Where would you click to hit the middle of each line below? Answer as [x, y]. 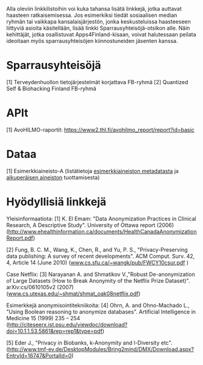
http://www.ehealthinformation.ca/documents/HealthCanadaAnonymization [102, 231]
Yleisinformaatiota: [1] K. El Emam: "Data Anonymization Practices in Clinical [101, 219]
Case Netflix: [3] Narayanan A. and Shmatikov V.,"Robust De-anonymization [101, 274]
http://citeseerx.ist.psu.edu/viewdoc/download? [68, 324]
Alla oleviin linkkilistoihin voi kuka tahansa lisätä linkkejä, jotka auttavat [94, 9]
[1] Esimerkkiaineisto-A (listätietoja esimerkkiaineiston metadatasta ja [92, 171]
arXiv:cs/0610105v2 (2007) [40, 287]
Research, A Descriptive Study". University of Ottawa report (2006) [90, 225]
